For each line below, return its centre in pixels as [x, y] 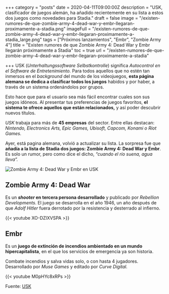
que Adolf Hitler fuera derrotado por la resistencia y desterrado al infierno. [83, 208]
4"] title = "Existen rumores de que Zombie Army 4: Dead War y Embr [78, 45]
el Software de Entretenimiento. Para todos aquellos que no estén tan [78, 71]
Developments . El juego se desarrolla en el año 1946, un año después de [81, 202]
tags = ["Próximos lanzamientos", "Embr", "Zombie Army [102, 39]
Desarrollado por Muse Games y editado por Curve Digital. [67, 266]
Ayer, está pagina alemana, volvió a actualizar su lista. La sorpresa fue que [83, 143]
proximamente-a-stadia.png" [35, 29]
